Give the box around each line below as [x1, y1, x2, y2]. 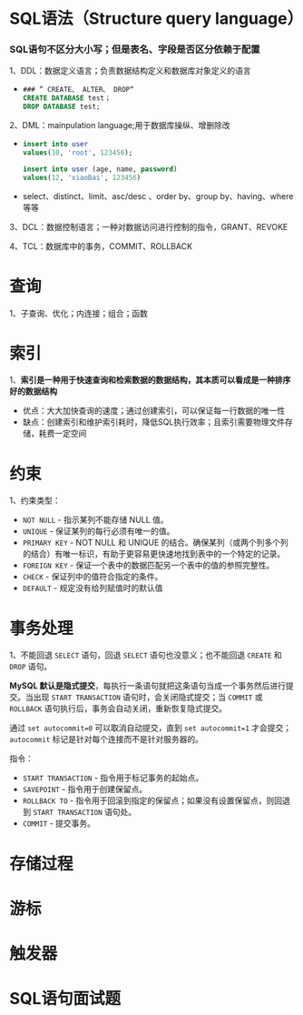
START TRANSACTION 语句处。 [33, 807, 137, 818]
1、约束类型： [9, 495, 61, 506]
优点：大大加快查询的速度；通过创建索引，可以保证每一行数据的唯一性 [22, 406, 286, 417]
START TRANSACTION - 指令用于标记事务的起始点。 [22, 772, 204, 783]
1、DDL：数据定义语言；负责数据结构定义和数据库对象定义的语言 [9, 65, 251, 76]
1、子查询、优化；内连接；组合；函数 [9, 307, 148, 318]
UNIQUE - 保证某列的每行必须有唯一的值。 [22, 526, 175, 537]
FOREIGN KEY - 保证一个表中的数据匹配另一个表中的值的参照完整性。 [22, 560, 275, 571]
